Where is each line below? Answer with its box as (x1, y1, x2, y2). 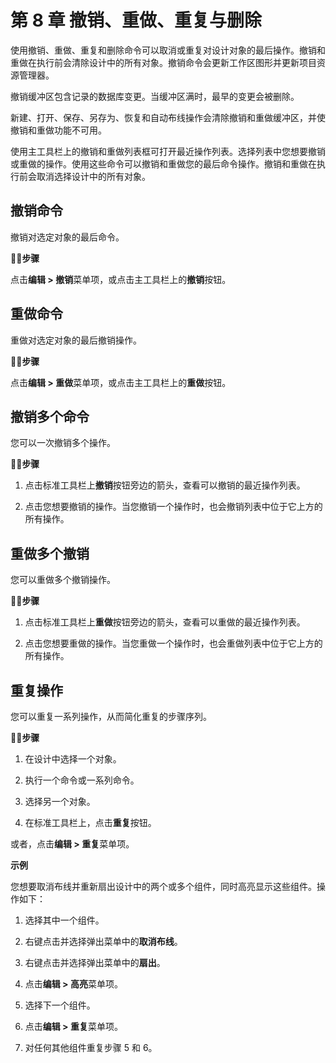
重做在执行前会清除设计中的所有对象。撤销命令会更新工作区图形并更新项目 (10, 56, 317, 68)
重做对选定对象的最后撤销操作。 (10, 334, 142, 346)
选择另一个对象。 (24, 796, 96, 807)
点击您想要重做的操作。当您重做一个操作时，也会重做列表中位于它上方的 (24, 637, 323, 650)
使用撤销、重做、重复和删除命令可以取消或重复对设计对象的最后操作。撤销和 (10, 44, 326, 56)
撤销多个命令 (10, 408, 90, 425)
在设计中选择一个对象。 (24, 753, 122, 765)
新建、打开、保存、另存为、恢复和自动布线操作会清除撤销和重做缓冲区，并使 (10, 111, 326, 123)
